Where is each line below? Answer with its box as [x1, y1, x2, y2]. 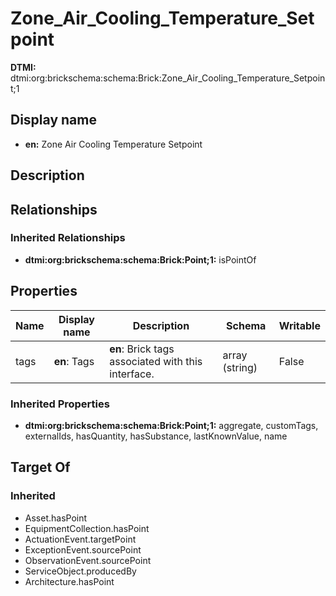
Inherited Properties [10, 397, 110, 411]
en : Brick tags [109, 342, 175, 356]
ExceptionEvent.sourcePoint [24, 543, 142, 556]
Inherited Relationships [10, 231, 126, 245]
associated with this [109, 354, 203, 368]
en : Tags [53, 354, 95, 368]
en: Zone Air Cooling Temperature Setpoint [24, 138, 203, 150]
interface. [109, 367, 155, 381]
